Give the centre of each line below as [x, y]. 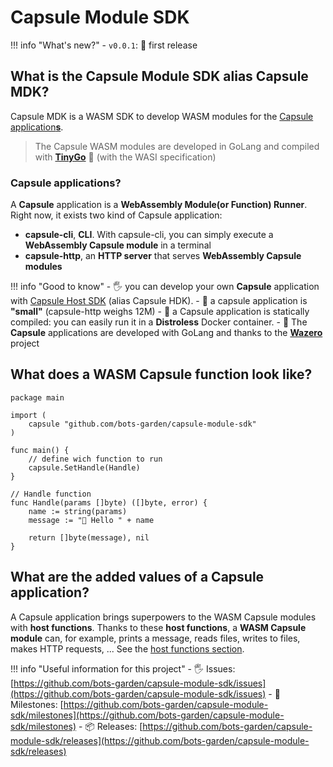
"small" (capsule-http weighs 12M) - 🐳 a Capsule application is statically [160, 312]
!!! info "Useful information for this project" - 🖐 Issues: [123, 668]
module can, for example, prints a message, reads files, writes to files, [155, 638]
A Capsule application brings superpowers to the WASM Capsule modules [163, 617]
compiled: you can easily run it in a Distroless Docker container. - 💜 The [159, 322]
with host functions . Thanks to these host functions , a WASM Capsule [158, 627]
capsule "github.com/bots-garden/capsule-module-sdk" [142, 424]
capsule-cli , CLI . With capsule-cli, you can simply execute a [149, 235]
